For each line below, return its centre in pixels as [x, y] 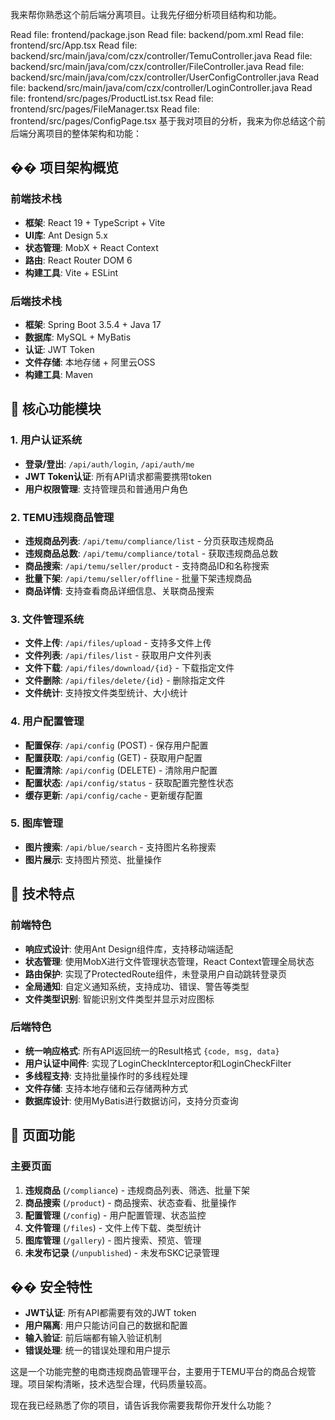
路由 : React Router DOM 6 [78, 260]
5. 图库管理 [37, 823]
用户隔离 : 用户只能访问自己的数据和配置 [106, 1325]
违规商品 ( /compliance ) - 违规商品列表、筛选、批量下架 [137, 1190]
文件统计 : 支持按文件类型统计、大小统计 [106, 693]
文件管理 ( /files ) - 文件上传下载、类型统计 [113, 1227]
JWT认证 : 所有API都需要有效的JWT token [110, 1313]
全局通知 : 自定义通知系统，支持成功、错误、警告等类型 [137, 986]
